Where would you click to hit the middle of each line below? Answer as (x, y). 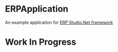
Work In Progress (41, 42)
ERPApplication (37, 9)
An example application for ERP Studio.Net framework (59, 22)
